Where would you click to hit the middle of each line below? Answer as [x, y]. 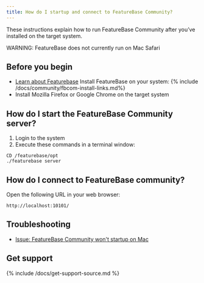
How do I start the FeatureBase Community [90, 114]
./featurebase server [34, 161]
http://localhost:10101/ [38, 206]
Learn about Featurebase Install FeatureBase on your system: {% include [107, 82]
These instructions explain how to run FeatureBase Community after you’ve [101, 29]
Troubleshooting [39, 225]
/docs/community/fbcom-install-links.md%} [70, 88]
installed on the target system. [44, 36]
